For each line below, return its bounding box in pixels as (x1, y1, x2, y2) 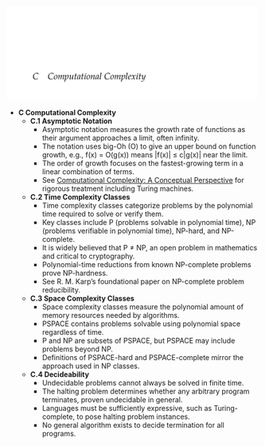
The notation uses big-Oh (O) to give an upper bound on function (41, 142, 256, 151)
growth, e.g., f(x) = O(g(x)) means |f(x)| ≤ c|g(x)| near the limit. (41, 149, 248, 159)
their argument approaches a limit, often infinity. (41, 133, 200, 142)
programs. (41, 429, 76, 438)
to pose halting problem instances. (76, 412, 191, 421)
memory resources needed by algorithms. (41, 310, 180, 320)
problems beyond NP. (41, 344, 114, 354)
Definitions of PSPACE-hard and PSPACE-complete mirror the (41, 352, 244, 362)
